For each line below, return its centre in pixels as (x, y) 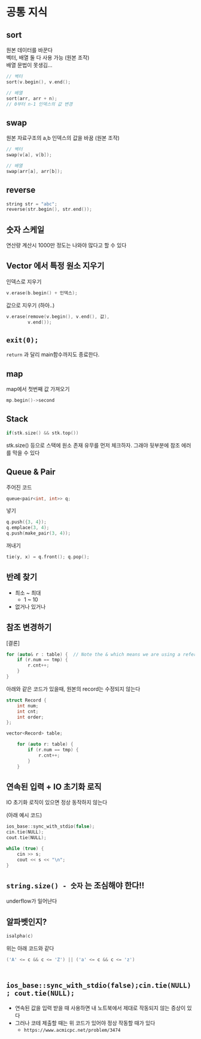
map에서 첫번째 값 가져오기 (38, 389)
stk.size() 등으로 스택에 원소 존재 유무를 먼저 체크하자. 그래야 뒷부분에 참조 (93, 445)
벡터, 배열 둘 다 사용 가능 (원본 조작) (48, 57)
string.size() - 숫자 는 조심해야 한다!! (75, 886)
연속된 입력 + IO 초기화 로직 (54, 786)
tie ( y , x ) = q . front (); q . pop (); (48, 557)
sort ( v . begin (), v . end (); (38, 82)
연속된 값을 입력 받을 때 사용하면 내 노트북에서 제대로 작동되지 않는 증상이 (100, 1008)
